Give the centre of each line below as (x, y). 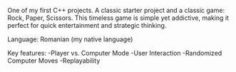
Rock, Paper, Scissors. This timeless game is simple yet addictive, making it (118, 18)
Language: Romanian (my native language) (70, 39)
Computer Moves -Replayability (54, 61)
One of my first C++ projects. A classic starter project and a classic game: (116, 10)
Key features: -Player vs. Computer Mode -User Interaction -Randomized (115, 53)
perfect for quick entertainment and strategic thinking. (87, 25)
